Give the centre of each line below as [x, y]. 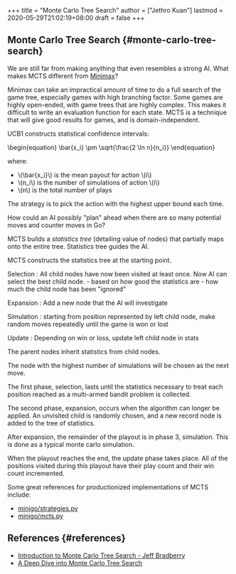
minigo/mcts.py [41, 516]
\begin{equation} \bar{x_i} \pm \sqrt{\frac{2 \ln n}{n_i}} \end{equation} [111, 147]
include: [19, 494]
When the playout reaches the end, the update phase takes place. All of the [118, 458]
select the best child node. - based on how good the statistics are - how [113, 281]
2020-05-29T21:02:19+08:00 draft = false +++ [76, 18]
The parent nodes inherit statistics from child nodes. [84, 352]
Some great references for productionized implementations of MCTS [108, 487]
